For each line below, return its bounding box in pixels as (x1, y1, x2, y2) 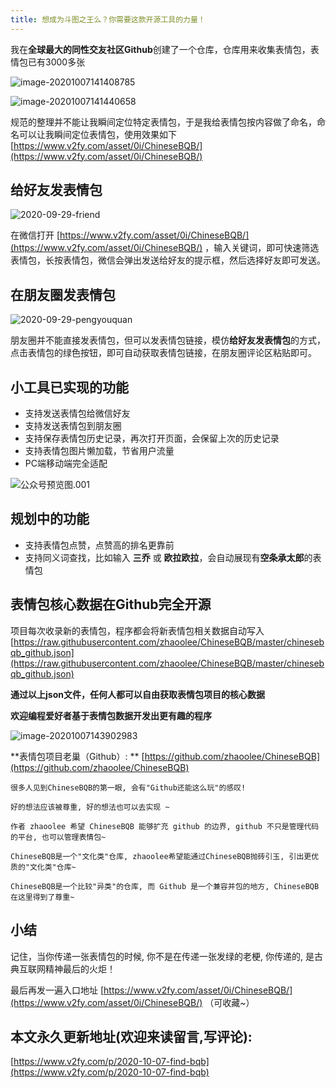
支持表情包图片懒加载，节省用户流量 (24, 445, 175, 457)
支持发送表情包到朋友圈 (24, 420, 122, 432)
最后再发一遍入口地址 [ (10, 984, 105, 996)
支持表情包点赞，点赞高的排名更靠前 (24, 539, 175, 551)
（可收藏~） (204, 996, 255, 1008)
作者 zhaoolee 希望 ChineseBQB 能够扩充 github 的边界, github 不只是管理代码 (10, 821, 320, 831)
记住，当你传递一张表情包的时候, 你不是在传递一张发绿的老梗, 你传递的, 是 (10, 950, 315, 962)
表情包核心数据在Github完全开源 (10, 596, 212, 613)
